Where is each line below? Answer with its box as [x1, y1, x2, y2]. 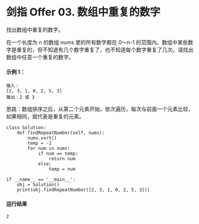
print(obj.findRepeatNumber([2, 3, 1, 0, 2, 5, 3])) [17, 187, 150, 193]
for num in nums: [27, 146, 70, 152]
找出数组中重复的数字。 [6, 26, 64, 33]
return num [48, 156, 76, 162]
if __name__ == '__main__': [6, 177, 76, 183]
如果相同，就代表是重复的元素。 [6, 113, 84, 120]
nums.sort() [27, 135, 58, 141]
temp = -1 [27, 140, 52, 146]
